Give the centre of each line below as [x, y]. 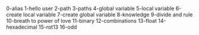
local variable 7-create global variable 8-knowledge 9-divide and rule [108, 15]
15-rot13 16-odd [58, 27]
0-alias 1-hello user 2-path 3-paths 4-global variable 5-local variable [90, 8]
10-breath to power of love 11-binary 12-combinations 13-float [82, 21]
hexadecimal [22, 27]
